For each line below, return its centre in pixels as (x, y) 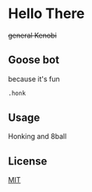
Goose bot (34, 60)
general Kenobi (32, 35)
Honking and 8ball (37, 136)
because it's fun (34, 78)
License (28, 161)
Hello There (46, 14)
